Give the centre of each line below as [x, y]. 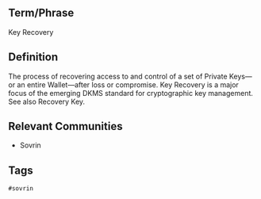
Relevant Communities [65, 126]
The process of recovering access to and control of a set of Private [118, 76]
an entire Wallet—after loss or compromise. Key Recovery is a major [128, 84]
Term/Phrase [41, 13]
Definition [33, 57]
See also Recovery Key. [47, 101]
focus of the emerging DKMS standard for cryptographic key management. [131, 93]
